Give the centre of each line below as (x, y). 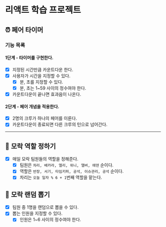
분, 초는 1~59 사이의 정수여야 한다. (53, 88)
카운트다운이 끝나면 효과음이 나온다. (47, 94)
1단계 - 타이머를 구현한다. (29, 58)
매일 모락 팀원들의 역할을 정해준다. (45, 159)
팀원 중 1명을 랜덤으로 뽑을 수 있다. (45, 207)
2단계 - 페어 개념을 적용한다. (32, 106)
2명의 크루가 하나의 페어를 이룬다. (45, 118)
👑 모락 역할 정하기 (30, 146)
